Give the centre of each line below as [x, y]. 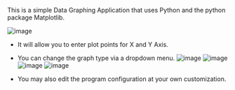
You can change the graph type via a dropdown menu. [96, 58]
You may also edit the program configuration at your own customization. [122, 79]
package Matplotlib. [36, 17]
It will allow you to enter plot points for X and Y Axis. [93, 44]
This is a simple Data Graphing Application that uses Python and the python [116, 10]
